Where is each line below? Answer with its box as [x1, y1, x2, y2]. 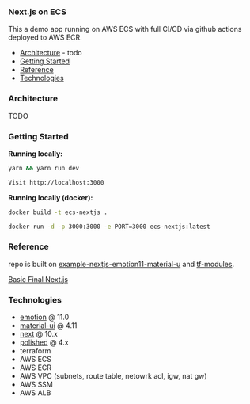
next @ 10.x [19, 329, 58, 338]
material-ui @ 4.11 [19, 320, 78, 330]
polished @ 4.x [19, 337, 69, 347]
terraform [19, 345, 51, 355]
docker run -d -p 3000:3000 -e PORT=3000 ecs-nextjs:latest [8, 223, 211, 231]
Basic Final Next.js [8, 274, 69, 284]
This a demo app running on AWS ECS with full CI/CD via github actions [8, 25, 242, 34]
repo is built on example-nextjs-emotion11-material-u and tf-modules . [8, 259, 235, 269]
